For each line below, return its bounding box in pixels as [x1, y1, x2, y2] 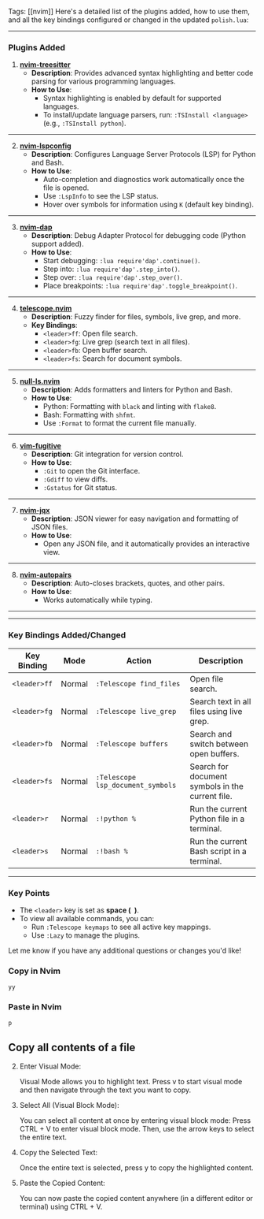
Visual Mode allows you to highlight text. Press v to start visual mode [19, 1077, 243, 1087]
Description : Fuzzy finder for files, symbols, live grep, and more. [31, 312, 241, 321]
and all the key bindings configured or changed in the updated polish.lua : [8, 15, 249, 24]
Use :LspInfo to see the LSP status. [42, 191, 159, 201]
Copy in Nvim [8, 965, 61, 976]
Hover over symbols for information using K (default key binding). [42, 200, 254, 210]
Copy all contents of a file [8, 1040, 136, 1054]
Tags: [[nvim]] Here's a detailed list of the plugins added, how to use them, [8, 7, 250, 16]
